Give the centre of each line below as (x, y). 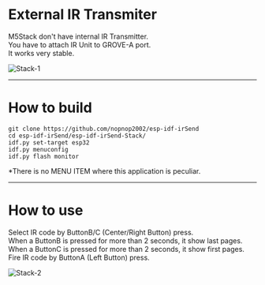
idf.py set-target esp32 (49, 142)
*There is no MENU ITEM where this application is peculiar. (105, 171)
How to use (46, 210)
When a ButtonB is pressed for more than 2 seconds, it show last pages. (125, 240)
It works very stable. (41, 53)
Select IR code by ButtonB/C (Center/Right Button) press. (101, 232)
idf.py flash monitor (44, 156)
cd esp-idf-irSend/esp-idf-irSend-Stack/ (77, 136)
